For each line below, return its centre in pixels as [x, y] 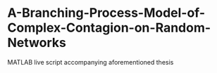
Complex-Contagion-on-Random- [109, 28]
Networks [37, 43]
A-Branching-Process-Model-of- [106, 13]
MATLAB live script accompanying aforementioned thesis [91, 62]
